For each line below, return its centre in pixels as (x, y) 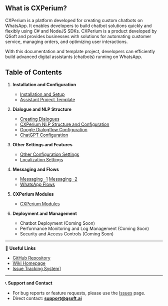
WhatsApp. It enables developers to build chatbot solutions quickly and (78, 26)
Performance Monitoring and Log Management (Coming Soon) (84, 228)
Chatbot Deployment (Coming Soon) (57, 223)
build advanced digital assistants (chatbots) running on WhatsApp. (74, 57)
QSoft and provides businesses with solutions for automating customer (78, 36)
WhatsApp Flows (37, 184)
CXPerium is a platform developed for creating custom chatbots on (74, 20)
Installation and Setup (42, 94)
